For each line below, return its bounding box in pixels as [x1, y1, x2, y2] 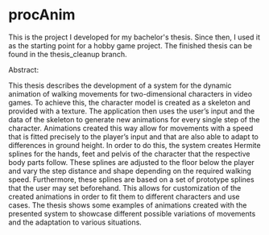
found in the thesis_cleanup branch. [8, 49, 127, 59]
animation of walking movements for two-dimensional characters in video [8, 89, 252, 98]
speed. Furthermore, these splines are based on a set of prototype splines [8, 175, 255, 184]
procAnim [8, 6, 76, 24]
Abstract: [8, 64, 39, 74]
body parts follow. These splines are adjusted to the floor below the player [8, 157, 255, 167]
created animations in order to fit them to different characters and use [8, 192, 240, 201]
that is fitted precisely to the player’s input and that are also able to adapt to [8, 131, 259, 142]
